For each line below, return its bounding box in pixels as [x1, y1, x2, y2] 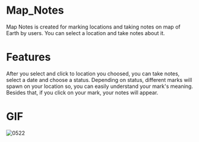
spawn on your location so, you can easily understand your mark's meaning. [6, 83, 193, 90]
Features [6, 51, 51, 64]
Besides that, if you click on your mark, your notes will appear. [6, 89, 159, 96]
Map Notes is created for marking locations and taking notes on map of [6, 23, 181, 30]
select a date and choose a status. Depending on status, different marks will [6, 76, 192, 83]
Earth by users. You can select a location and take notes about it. [6, 29, 165, 36]
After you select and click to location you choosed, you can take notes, [6, 70, 180, 77]
